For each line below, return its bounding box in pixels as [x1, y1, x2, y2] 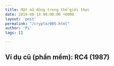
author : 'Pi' [5, 26, 32, 31]
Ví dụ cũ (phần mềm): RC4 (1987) [5, 53, 110, 62]
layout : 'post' [5, 16, 37, 21]
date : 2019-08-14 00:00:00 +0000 [5, 12, 74, 17]
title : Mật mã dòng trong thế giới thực [5, 7, 90, 12]
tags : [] [5, 30, 23, 35]
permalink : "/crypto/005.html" [5, 21, 70, 26]
